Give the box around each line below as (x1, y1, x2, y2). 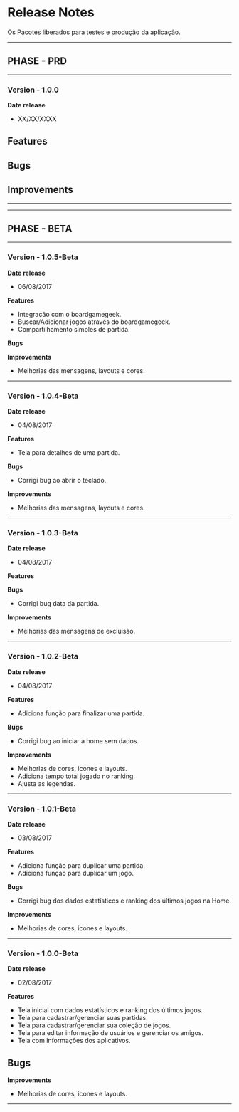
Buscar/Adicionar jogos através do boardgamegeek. (17, 318, 171, 326)
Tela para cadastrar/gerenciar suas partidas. (17, 1014, 148, 1022)
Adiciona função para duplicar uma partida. (17, 861, 146, 869)
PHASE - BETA (7, 223, 73, 235)
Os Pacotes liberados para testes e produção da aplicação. (7, 28, 181, 36)
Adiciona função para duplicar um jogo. (17, 869, 134, 877)
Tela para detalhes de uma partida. (17, 449, 120, 457)
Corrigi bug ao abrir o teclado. (17, 476, 107, 485)
